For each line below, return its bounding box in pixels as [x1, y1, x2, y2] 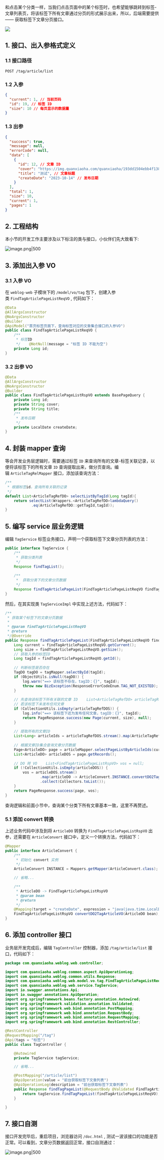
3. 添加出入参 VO [5, 261, 56, 269]
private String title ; [14, 407, 60, 411]
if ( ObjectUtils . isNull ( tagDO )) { [14, 674, 84, 679]
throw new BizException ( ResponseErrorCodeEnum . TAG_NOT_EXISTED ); [22, 683, 159, 688]
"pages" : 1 [9, 203, 32, 208]
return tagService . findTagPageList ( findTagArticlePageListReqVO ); [22, 1091, 161, 1096]
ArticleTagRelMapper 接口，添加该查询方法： [10, 470, 101, 476]
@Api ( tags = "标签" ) [5, 1038, 45, 1042]
